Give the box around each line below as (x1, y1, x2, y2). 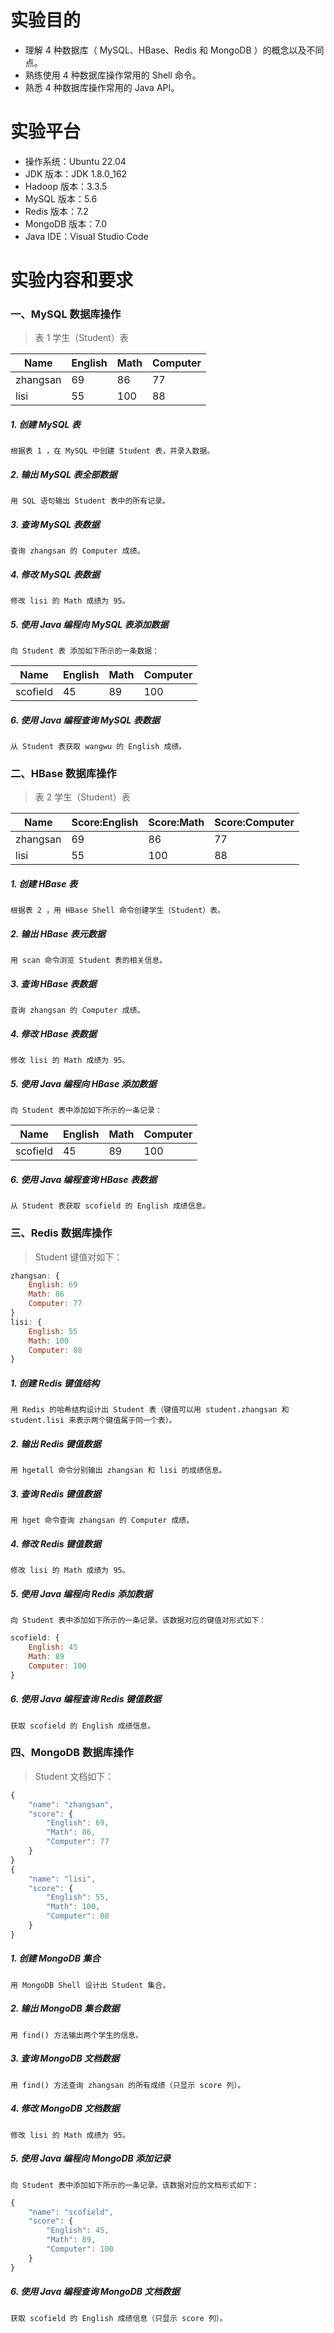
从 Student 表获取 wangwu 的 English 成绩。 (10, 742, 187, 752)
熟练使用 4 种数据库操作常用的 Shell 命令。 (24, 69, 202, 81)
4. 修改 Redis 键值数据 (10, 1537, 102, 1550)
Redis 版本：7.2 (24, 205, 89, 217)
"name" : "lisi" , (28, 1874, 97, 1884)
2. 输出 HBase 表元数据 (10, 928, 106, 940)
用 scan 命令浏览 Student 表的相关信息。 (10, 956, 168, 966)
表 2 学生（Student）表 (34, 791, 131, 803)
